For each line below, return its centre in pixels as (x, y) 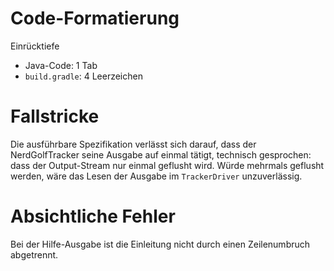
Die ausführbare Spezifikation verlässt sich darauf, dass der (133, 144)
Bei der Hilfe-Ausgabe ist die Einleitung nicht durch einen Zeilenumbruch (160, 244)
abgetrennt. (34, 254)
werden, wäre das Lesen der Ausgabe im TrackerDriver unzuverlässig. (156, 176)
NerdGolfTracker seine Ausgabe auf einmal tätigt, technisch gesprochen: (161, 154)
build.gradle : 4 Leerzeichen (83, 76)
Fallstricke (55, 116)
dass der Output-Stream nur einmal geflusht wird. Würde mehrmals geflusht (167, 165)
